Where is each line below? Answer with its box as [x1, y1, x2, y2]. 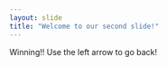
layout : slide [9, 13, 63, 23]
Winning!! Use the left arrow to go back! [9, 46, 158, 57]
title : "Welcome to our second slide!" [9, 22, 160, 31]
